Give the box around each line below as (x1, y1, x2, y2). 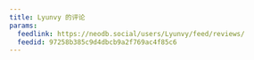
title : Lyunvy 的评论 (9, 12, 86, 22)
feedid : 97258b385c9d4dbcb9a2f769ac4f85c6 (17, 37, 177, 47)
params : (9, 21, 38, 30)
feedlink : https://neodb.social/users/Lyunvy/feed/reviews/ (17, 29, 245, 38)
